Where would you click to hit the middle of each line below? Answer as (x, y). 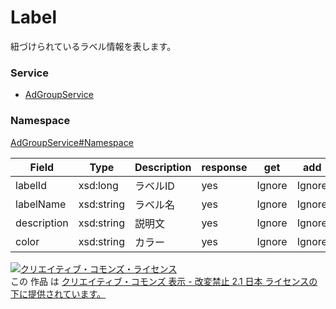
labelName (41, 204)
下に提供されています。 (58, 293)
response (224, 167)
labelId (31, 185)
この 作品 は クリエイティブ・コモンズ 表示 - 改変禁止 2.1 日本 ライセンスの (164, 281)
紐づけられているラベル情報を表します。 (93, 46)
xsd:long (98, 185)
